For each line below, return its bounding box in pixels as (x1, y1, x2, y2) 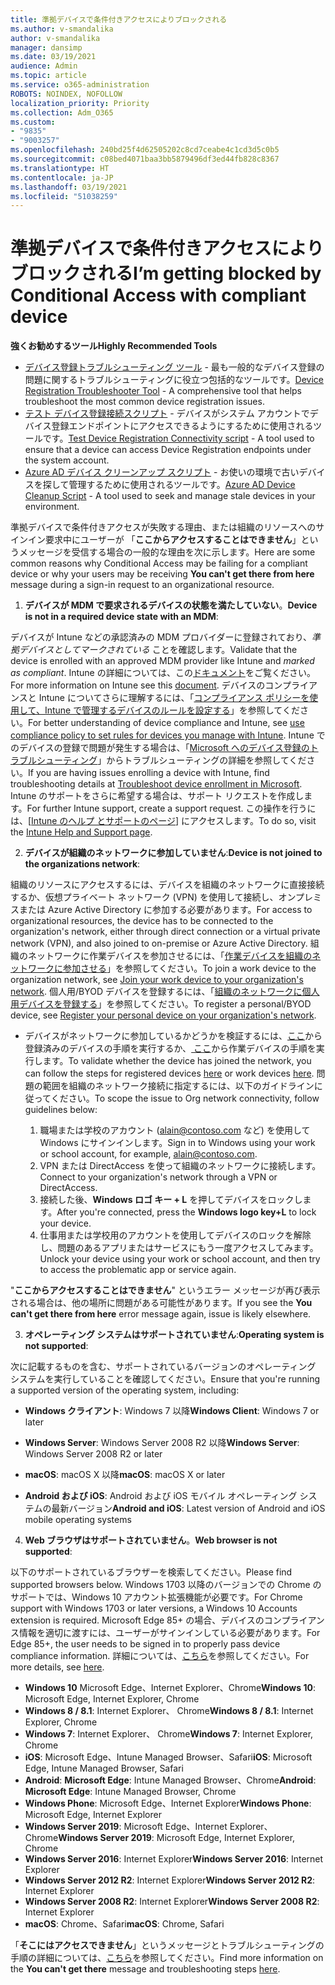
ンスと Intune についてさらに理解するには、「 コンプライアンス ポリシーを (10, 692, 310, 704)
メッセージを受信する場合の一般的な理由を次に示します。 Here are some (18, 546, 316, 558)
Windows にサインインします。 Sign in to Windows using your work (39, 1137, 316, 1149)
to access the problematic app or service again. (39, 1264, 237, 1276)
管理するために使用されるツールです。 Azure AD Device (68, 479, 296, 491)
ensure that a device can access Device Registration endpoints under (24, 444, 312, 456)
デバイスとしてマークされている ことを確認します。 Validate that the (18, 644, 298, 656)
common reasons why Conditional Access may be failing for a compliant (10, 557, 308, 570)
